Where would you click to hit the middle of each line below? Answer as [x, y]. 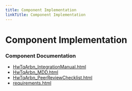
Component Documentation [41, 55]
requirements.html [32, 83]
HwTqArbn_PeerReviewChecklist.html [52, 77]
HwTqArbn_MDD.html [36, 72]
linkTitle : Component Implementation [46, 15]
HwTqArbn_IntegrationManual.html [49, 67]
